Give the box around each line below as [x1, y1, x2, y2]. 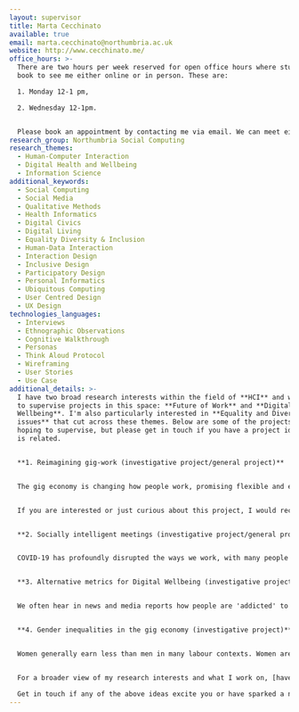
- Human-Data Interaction [17, 243, 114, 253]
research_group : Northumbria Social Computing [9, 136, 185, 145]
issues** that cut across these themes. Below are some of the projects [17, 418, 293, 426]
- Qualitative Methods [17, 202, 101, 211]
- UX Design [17, 302, 62, 310]
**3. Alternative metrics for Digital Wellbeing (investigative [17, 577, 261, 587]
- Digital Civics [17, 219, 82, 228]
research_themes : [9, 144, 74, 153]
